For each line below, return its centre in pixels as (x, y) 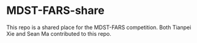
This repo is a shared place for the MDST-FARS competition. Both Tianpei (99, 27)
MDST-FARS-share (56, 11)
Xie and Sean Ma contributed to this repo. (59, 33)
